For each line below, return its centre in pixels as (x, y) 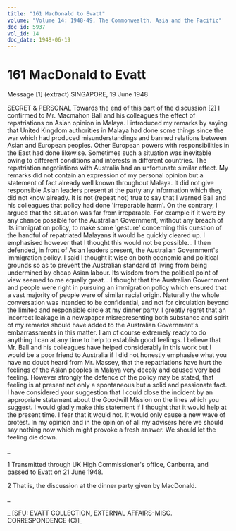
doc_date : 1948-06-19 (39, 40)
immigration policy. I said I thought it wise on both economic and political (113, 258)
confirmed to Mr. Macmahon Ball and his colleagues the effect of (101, 115)
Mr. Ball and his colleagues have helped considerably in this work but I (109, 348)
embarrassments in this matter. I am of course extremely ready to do (107, 332)
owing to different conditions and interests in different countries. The (107, 161)
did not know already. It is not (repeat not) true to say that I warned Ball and (117, 198)
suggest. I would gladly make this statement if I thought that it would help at (117, 407)
